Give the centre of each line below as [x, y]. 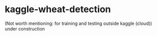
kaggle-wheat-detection [58, 9]
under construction [25, 28]
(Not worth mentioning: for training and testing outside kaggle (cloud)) [78, 23]
